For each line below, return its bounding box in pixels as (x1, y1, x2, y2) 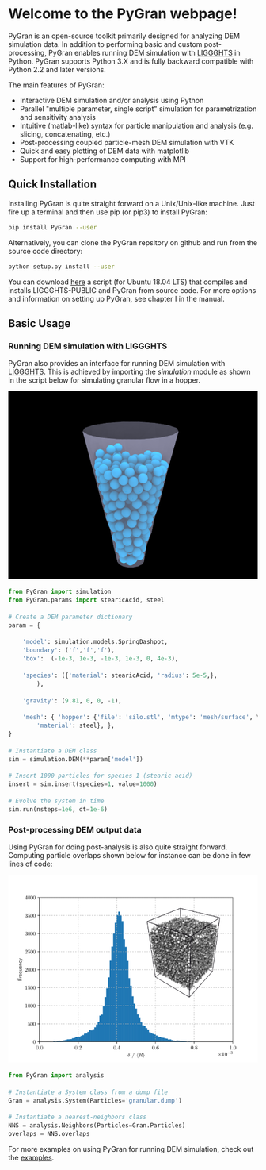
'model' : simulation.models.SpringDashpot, (22, 638, 169, 646)
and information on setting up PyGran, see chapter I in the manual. (8, 294, 225, 303)
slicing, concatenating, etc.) (19, 129, 111, 139)
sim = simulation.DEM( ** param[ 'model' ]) (8, 755, 144, 763)
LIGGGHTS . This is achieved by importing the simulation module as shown (8, 367, 251, 377)
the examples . (8, 1153, 55, 1163)
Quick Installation (8, 178, 97, 191)
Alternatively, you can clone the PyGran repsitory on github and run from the (8, 237, 258, 247)
